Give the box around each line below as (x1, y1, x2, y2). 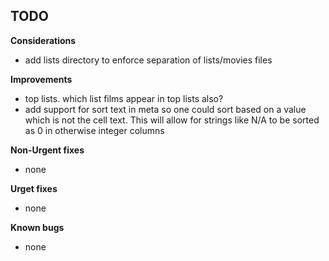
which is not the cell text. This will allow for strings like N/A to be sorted (24, 114, 320, 126)
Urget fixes (10, 182, 58, 194)
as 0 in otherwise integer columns (24, 124, 165, 136)
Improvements (10, 73, 73, 85)
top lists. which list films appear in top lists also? (24, 92, 224, 104)
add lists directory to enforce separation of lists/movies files (24, 54, 273, 66)
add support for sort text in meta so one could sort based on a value (24, 103, 307, 115)
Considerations (10, 34, 77, 46)
